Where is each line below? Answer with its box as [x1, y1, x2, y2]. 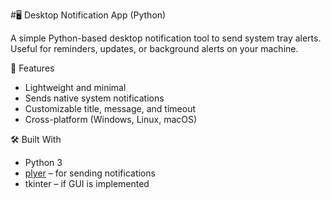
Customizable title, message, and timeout [24, 103, 196, 114]
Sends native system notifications [24, 92, 165, 104]
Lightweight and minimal [24, 82, 127, 93]
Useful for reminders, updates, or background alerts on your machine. [10, 43, 299, 54]
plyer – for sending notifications [24, 167, 156, 179]
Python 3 [24, 157, 63, 168]
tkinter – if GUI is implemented [24, 178, 150, 189]
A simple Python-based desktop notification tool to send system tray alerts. [10, 32, 322, 44]
